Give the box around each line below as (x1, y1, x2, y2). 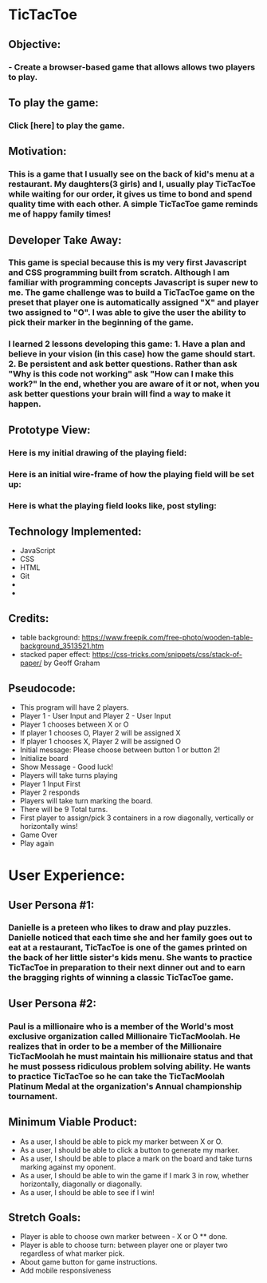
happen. (8, 398, 41, 409)
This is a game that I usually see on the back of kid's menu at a (8, 169, 255, 180)
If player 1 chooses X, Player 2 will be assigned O (19, 736, 182, 746)
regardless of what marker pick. (19, 1249, 125, 1258)
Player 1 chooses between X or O (19, 719, 129, 729)
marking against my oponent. (19, 1161, 116, 1172)
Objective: (8, 38, 61, 51)
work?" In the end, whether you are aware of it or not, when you (8, 378, 260, 389)
